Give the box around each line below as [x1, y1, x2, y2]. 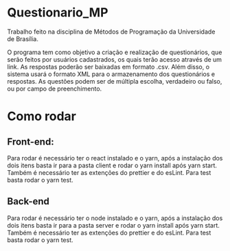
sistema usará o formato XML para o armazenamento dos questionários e [7, 70, 215, 78]
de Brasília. [7, 34, 39, 43]
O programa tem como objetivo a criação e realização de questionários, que [7, 48, 222, 56]
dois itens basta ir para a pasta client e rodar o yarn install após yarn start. [7, 161, 218, 169]
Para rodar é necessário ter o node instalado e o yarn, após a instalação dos [7, 214, 223, 222]
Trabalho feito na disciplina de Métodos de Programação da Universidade [7, 27, 216, 36]
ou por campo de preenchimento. [7, 84, 102, 93]
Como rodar [7, 108, 77, 124]
